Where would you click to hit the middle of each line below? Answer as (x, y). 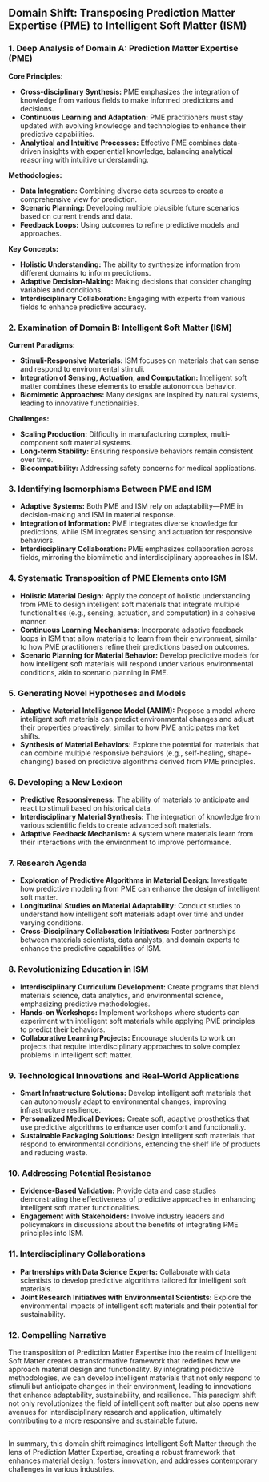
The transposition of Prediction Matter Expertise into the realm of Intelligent (133, 1352)
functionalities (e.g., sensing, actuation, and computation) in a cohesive (138, 613)
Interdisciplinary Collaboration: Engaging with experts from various (132, 298)
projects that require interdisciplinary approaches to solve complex (130, 1046)
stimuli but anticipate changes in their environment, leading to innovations (130, 1386)
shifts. (30, 735)
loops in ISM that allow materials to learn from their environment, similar (139, 638)
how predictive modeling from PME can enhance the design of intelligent (140, 889)
